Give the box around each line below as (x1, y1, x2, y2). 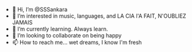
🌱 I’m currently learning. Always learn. (12, 25, 108, 32)
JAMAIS (12, 19, 33, 26)
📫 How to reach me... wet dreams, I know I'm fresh (12, 39, 142, 46)
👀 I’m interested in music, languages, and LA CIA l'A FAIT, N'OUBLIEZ (12, 12, 186, 20)
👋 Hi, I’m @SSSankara (12, 6, 68, 13)
